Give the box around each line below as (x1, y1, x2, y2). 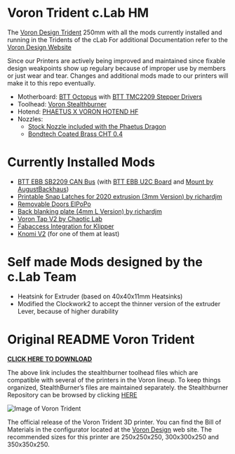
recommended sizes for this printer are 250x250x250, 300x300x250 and (7, 432, 220, 441)
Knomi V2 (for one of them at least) (17, 229, 120, 238)
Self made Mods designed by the (7, 254, 203, 270)
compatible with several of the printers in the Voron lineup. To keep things (7, 376, 221, 384)
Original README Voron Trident (7, 331, 195, 348)
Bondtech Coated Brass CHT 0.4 (27, 130, 123, 138)
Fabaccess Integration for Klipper (17, 222, 114, 231)
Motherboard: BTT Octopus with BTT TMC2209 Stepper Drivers (17, 92, 202, 101)
